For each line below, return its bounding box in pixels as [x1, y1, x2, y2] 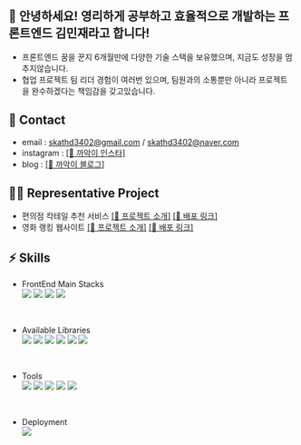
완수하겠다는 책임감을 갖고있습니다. [31, 85, 156, 96]
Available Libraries [21, 325, 92, 336]
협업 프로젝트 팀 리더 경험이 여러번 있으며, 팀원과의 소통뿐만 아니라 [21, 74, 257, 84]
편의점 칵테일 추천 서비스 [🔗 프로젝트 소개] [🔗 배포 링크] [21, 211, 218, 222]
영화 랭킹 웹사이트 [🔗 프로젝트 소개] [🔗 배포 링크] [21, 222, 194, 233]
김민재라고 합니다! [54, 25, 150, 41]
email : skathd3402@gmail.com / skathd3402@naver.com [21, 136, 239, 147]
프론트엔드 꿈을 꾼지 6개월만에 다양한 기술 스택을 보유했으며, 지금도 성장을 [21, 51, 284, 62]
